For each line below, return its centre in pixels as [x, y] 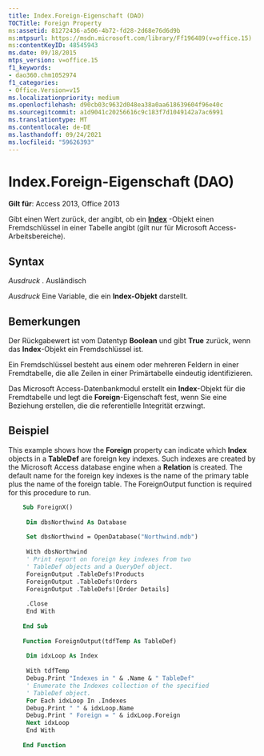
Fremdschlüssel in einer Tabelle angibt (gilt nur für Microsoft [108, 228]
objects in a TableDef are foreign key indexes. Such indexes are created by [132, 458]
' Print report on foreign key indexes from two [109, 559]
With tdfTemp [48, 671]
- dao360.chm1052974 [43, 75]
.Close [37, 604]
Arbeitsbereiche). [37, 236]
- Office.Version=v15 [44, 90]
